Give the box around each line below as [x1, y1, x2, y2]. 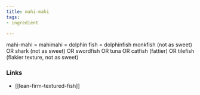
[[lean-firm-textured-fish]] [14, 82, 80, 89]
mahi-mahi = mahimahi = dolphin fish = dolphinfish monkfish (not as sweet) [6, 41, 192, 48]
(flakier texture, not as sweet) [6, 54, 79, 61]
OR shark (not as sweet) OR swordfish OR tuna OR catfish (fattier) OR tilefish [6, 47, 195, 55]
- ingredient [6, 20, 39, 26]
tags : [6, 14, 20, 20]
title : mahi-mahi [6, 8, 50, 15]
